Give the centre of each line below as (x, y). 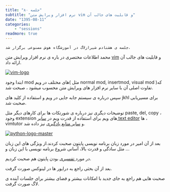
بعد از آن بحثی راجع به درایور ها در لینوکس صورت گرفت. (59, 168)
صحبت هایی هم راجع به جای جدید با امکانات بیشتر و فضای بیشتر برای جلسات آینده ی (85, 178)
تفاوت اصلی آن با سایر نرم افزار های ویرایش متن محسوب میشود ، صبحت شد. (79, 88)
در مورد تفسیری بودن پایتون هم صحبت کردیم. (48, 159)
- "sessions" (28, 29)
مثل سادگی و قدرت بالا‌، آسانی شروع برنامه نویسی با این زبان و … (67, 149)
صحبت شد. (16, 103)
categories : (18, 24)
